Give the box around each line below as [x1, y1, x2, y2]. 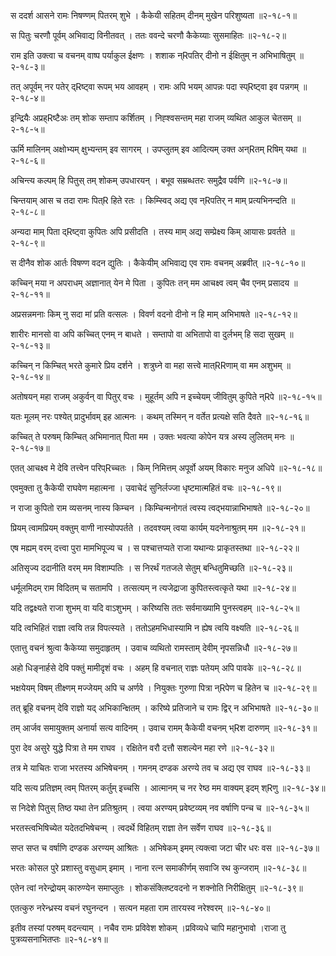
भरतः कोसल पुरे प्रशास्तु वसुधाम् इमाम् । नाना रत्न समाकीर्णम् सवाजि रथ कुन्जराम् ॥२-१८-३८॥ [10, 862, 307, 874]
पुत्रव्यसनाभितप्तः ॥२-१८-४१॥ [10, 933, 108, 945]
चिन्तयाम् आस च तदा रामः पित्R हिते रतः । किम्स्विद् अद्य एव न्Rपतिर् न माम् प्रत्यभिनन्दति [10, 195, 287, 206]
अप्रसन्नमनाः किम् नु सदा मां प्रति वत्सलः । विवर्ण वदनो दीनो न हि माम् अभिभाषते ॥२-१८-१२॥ [10, 308, 298, 320]
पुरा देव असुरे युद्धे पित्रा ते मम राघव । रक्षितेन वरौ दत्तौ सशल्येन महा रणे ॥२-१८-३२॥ [10, 742, 275, 754]
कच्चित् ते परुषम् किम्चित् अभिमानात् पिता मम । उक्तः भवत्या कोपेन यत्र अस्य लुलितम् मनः [10, 431, 286, 442]
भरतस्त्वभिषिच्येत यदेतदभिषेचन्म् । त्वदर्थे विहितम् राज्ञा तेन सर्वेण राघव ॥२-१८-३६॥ [10, 822, 272, 834]
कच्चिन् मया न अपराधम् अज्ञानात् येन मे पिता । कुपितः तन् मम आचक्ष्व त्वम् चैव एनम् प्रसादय [10, 277, 290, 289]
